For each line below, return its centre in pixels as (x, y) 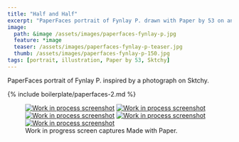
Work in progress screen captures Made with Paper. (101, 130)
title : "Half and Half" (43, 14)
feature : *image (38, 40)
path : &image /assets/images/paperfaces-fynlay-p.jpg (95, 34)
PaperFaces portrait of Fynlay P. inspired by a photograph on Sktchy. (108, 80)
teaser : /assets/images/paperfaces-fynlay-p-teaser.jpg (98, 47)
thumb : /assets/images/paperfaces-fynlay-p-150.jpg (92, 54)
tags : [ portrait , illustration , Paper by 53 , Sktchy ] (89, 60)
